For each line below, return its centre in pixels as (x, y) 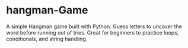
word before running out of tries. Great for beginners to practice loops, (93, 32)
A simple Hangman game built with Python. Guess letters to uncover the (94, 26)
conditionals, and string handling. (47, 39)
